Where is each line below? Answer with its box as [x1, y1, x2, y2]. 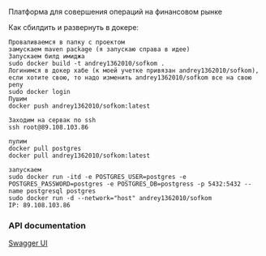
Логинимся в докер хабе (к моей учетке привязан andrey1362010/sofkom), [8, 66, 260, 75]
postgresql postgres [26, 187, 96, 195]
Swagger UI [8, 238, 49, 248]
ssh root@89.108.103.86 [8, 123, 89, 131]
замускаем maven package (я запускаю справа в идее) [8, 45, 191, 53]
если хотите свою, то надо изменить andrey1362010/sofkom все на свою [8, 74, 252, 82]
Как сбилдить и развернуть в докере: [8, 23, 139, 32]
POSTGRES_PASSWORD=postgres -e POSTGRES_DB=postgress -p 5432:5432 [8, 180, 242, 188]
